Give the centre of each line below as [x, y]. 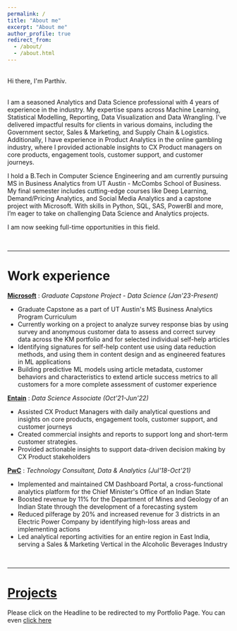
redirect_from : [30, 40]
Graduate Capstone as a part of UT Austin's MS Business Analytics [115, 309]
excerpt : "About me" [38, 27]
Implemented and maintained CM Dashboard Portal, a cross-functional [120, 484]
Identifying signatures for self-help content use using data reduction [117, 346]
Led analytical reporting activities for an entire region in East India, [114, 536]
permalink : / [26, 14]
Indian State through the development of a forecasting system [108, 507]
